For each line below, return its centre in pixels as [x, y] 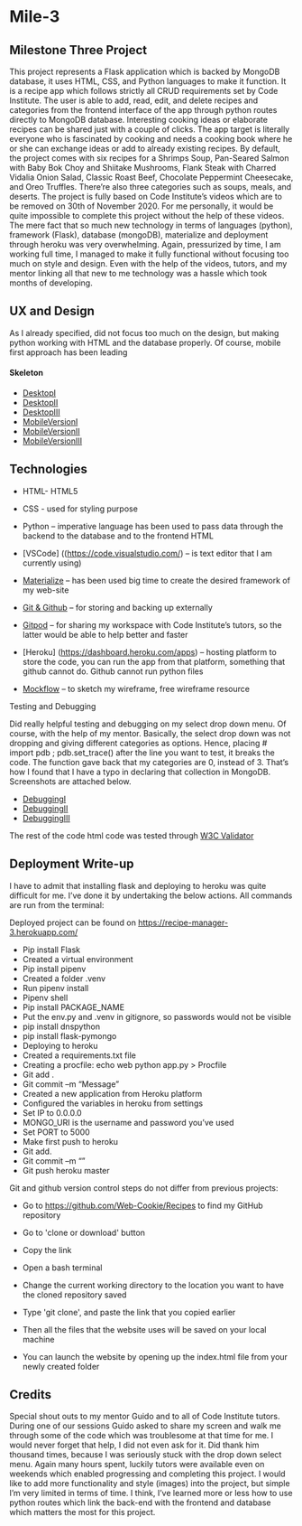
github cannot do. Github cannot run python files [113, 671]
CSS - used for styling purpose [80, 509]
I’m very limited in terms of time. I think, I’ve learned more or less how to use [151, 1493]
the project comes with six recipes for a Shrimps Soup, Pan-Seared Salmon [149, 158]
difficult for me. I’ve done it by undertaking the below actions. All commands [151, 895]
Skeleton [26, 373]
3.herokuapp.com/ [44, 932]
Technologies [49, 469]
